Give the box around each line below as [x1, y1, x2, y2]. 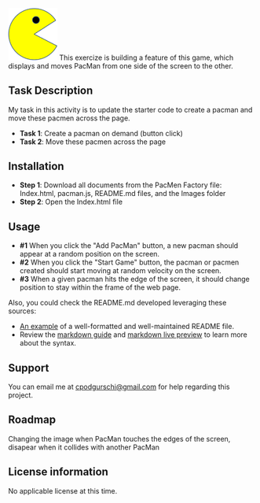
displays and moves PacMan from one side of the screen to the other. [8, 61, 233, 70]
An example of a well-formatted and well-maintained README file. [19, 322, 234, 331]
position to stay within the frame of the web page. [19, 283, 181, 292]
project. [8, 390, 34, 400]
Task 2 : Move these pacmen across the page [19, 137, 167, 146]
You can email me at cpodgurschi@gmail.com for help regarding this [8, 382, 230, 391]
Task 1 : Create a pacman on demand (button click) [19, 128, 183, 138]
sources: [8, 306, 37, 316]
